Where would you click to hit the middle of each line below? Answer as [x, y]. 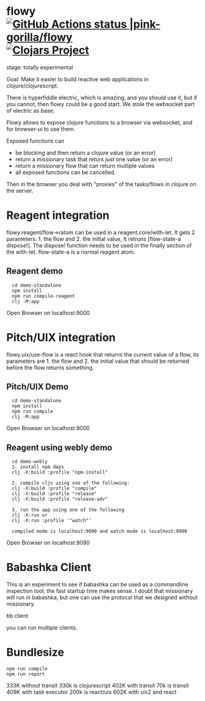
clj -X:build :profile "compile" [54, 488]
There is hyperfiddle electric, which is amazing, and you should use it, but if [102, 97]
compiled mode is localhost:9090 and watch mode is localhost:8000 [100, 531]
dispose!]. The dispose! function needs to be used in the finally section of [99, 245]
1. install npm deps [38, 467]
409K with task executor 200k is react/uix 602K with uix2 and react [91, 692]
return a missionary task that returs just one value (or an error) [94, 159]
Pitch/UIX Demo [37, 387]
